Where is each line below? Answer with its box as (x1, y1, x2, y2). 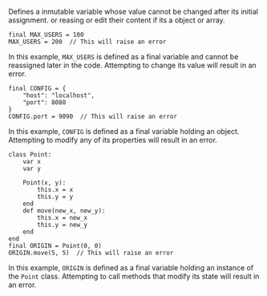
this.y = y (37, 193, 74, 201)
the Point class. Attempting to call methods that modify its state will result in (8, 272, 260, 281)
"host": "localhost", (22, 91, 95, 99)
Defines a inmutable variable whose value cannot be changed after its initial (8, 7, 259, 16)
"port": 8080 (22, 99, 67, 107)
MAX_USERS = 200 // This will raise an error (8, 38, 167, 46)
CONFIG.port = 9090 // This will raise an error (8, 112, 178, 120)
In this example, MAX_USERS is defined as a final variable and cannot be (8, 52, 239, 61)
